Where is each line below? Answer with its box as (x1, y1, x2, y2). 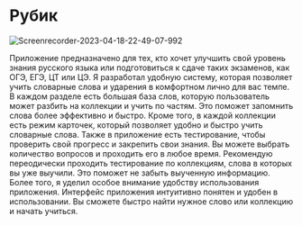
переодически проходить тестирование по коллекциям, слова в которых (9, 157, 293, 168)
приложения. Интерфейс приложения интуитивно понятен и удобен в (9, 186, 278, 197)
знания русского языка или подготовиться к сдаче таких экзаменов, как (9, 62, 290, 73)
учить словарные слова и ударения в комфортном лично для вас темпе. (9, 81, 290, 92)
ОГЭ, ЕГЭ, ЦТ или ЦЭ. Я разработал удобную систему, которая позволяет (9, 71, 293, 82)
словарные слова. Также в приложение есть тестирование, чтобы (9, 129, 266, 139)
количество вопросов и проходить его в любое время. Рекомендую (9, 148, 273, 158)
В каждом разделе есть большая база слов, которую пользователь (9, 91, 270, 102)
